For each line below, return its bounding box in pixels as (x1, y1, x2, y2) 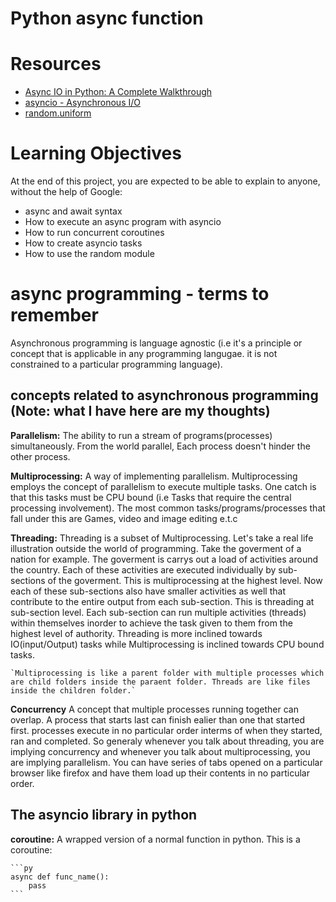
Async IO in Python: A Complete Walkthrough (24, 86, 213, 98)
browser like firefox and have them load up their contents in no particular (10, 767, 310, 779)
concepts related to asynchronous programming (10, 387, 319, 404)
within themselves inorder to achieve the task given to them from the (10, 617, 293, 629)
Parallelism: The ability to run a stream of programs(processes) (10, 429, 273, 441)
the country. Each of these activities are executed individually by (10, 563, 277, 576)
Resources (10, 53, 102, 76)
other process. (10, 450, 71, 462)
